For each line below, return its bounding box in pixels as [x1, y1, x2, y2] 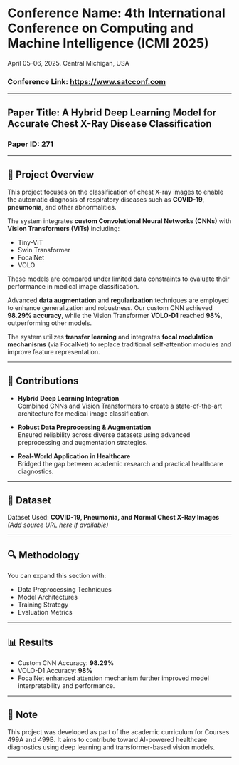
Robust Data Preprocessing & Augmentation [17, 423, 152, 431]
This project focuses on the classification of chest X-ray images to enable [7, 188, 224, 196]
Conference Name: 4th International [7, 5, 225, 21]
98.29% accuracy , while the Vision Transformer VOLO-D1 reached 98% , [7, 311, 223, 319]
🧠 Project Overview [7, 169, 95, 181]
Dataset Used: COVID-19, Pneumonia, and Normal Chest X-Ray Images [7, 513, 220, 522]
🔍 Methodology [7, 549, 80, 561]
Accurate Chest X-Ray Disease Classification [7, 118, 212, 130]
